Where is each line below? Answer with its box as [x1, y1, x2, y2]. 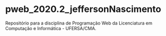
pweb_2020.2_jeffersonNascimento [5, 3, 161, 15]
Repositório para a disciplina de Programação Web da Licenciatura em [5, 20, 152, 26]
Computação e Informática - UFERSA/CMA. [5, 25, 96, 31]
